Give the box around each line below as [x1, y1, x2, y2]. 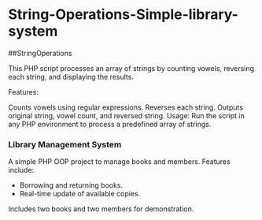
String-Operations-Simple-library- [8, 6, 238, 24]
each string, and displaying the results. [8, 72, 134, 81]
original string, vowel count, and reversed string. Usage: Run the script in [8, 110, 245, 120]
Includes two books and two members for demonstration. [8, 204, 194, 214]
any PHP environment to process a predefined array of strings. [8, 119, 212, 129]
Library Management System [8, 139, 122, 150]
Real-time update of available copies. [19, 189, 141, 199]
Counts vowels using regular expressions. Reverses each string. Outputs [8, 103, 244, 112]
